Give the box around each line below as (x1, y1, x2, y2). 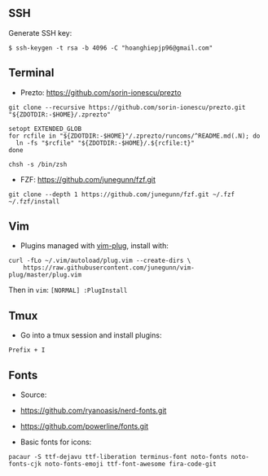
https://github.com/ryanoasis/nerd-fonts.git (20, 406, 167, 416)
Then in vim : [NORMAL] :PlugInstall (8, 285, 128, 295)
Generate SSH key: (8, 28, 72, 37)
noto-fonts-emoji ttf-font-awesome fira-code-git (44, 460, 217, 469)
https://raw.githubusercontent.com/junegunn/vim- (23, 264, 196, 272)
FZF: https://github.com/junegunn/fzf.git (20, 174, 156, 184)
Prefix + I (8, 346, 46, 355)
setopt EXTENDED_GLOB (8, 124, 82, 133)
